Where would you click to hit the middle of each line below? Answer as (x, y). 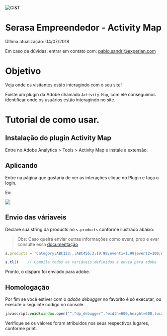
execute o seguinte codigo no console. (45, 305)
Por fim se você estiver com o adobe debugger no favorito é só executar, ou (83, 299)
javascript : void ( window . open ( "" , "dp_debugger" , (55, 314)
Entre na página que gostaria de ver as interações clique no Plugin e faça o (82, 177)
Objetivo (23, 71)
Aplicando (22, 166)
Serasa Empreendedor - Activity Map (83, 28)
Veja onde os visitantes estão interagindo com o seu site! (64, 85)
